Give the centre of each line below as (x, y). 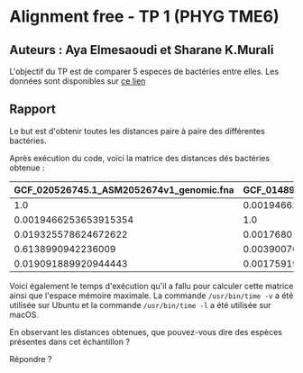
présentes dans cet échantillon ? (70, 341)
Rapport (32, 109)
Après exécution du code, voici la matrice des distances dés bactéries (140, 158)
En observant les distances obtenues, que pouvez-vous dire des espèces (146, 332)
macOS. (24, 314)
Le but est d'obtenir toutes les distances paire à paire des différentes (138, 131)
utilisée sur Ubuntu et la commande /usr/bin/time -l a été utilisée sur (141, 305)
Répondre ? (31, 359)
